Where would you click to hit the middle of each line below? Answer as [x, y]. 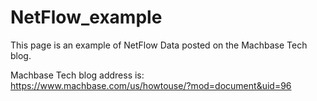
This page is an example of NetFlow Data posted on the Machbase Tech [159, 45]
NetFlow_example [86, 17]
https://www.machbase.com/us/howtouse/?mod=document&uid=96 [151, 85]
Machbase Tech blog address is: [77, 75]
